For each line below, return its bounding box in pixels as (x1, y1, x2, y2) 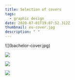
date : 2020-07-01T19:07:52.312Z (5, 20, 70, 26)
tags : (5, 12, 16, 16)
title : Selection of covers (5, 7, 62, 12)
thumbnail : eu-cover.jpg (5, 25, 55, 30)
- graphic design (9, 16, 45, 21)
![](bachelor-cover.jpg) (5, 43, 51, 48)
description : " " (5, 29, 40, 34)
